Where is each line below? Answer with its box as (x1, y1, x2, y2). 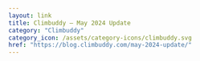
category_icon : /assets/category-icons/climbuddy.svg (8, 33, 193, 42)
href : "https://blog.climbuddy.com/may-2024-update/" (8, 41, 193, 49)
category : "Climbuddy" (8, 26, 84, 34)
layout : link (8, 11, 52, 20)
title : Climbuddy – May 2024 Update (8, 19, 131, 27)
